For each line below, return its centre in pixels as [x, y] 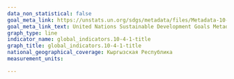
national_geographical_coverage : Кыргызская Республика [90, 53]
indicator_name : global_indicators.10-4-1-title [79, 39]
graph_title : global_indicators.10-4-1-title [74, 46]
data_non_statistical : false [49, 14]
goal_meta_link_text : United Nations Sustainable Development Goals [109, 26]
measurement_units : [36, 59]
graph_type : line [32, 33]
